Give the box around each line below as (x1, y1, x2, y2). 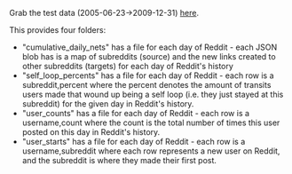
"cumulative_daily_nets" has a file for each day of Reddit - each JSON (21, 42, 278, 52)
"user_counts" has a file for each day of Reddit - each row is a (21, 108, 250, 118)
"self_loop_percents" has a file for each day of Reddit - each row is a (21, 70, 274, 81)
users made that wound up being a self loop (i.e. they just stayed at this (21, 89, 284, 99)
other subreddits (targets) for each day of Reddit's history (21, 61, 233, 71)
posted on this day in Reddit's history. (21, 127, 161, 137)
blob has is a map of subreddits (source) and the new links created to (21, 51, 277, 61)
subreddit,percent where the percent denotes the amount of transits (21, 80, 272, 90)
